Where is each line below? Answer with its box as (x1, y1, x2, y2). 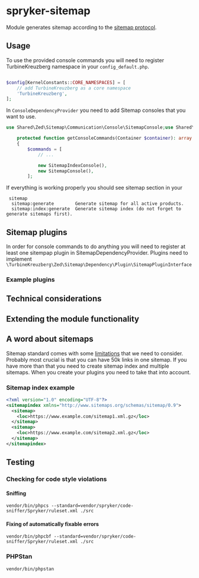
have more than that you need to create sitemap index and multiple (6, 362, 169, 370)
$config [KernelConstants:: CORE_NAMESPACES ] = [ (6, 79, 126, 85)
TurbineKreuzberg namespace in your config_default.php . (6, 63, 149, 70)
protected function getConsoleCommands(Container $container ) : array (17, 135, 192, 142)
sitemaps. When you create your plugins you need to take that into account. (6, 368, 191, 375)
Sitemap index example (6, 383, 75, 391)
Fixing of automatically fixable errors (6, 520, 99, 528)
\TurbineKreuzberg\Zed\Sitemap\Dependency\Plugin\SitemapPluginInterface (6, 262, 192, 268)
